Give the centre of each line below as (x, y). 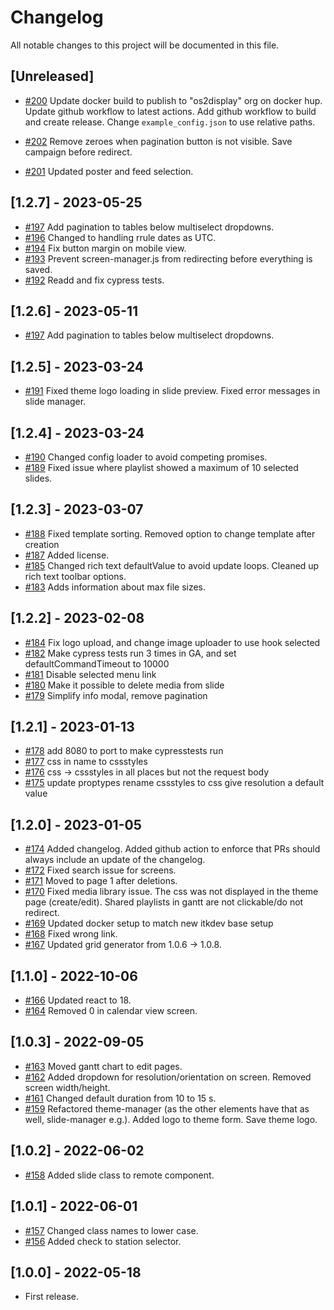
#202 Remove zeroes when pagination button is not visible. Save (158, 141)
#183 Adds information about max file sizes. (115, 587)
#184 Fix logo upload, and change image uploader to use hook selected (172, 642)
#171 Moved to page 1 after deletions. (101, 881)
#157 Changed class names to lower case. (111, 1230)
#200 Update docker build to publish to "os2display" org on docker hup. (173, 100)
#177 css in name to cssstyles (86, 762)
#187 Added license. (67, 555)
